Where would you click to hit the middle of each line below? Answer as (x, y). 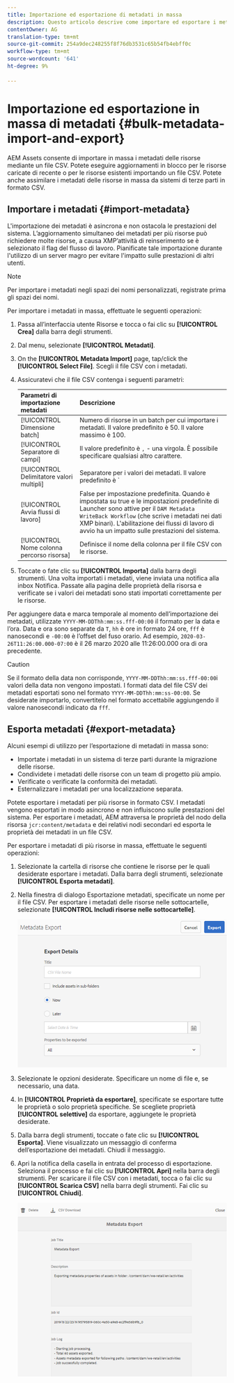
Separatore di (40, 452)
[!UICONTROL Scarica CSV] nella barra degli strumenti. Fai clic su (112, 1186)
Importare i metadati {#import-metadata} (99, 209)
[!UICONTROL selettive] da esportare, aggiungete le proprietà (107, 1114)
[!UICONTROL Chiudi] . (50, 1193)
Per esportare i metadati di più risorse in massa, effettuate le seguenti (107, 846)
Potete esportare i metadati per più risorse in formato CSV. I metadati (106, 803)
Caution (18, 664)
